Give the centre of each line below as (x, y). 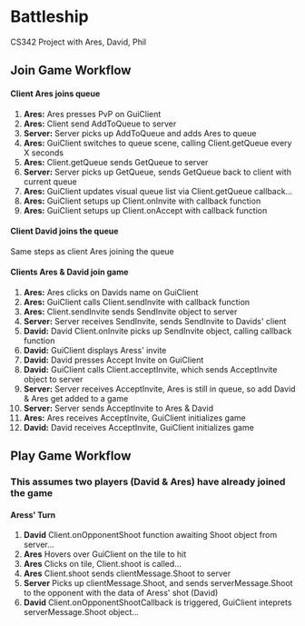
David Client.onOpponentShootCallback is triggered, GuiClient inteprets (157, 602)
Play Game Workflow (71, 456)
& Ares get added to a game (76, 398)
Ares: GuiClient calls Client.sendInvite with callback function (137, 302)
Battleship (49, 17)
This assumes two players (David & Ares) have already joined (148, 482)
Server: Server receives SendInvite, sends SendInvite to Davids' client (155, 321)
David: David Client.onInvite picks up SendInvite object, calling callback (157, 331)
